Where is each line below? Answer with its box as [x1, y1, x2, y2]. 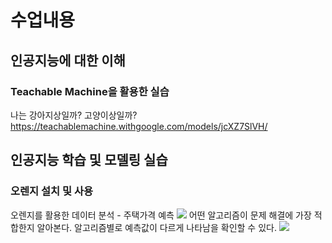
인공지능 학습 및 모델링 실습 [10, 152, 168, 169]
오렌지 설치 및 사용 [10, 184, 94, 198]
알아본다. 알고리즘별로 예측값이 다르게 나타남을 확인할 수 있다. [36, 221, 277, 233]
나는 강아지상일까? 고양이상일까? [10, 109, 138, 121]
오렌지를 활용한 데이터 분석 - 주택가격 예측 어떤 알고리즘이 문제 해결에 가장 [10, 209, 312, 221]
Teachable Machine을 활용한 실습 [10, 84, 170, 98]
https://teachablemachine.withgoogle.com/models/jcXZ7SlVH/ [10, 120, 268, 132]
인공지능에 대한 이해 [10, 52, 126, 69]
